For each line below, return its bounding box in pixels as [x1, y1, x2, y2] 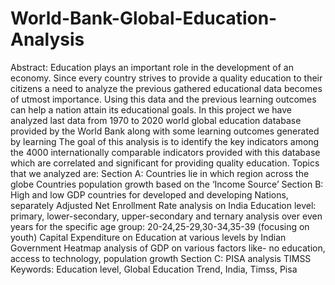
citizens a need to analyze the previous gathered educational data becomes [10, 82, 323, 94]
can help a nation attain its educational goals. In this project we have [10, 103, 292, 116]
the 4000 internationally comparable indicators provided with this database [10, 146, 321, 158]
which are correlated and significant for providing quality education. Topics [10, 157, 320, 169]
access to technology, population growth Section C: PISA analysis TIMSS [10, 252, 312, 264]
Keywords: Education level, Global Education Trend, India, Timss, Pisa [10, 263, 298, 275]
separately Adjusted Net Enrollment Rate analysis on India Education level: [10, 199, 317, 211]
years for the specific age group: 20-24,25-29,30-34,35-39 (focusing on [10, 220, 310, 232]
